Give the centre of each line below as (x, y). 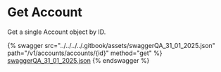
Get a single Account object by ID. (57, 32)
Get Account (45, 12)
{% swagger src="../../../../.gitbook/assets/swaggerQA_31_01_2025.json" (112, 45)
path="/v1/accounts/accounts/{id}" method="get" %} (85, 53)
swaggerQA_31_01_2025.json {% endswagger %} (78, 60)
